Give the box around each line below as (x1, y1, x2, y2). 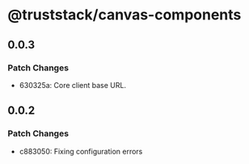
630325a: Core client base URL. (19, 80, 127, 90)
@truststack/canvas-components (7, 6, 242, 24)
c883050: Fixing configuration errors (19, 146, 143, 156)
